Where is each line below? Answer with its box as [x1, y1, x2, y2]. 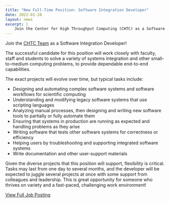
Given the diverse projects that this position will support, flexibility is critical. [5, 160, 165, 166]
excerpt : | [5, 21, 29, 27]
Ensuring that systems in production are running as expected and [12, 118, 150, 124]
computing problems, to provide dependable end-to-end [30, 61, 149, 67]
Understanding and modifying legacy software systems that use [12, 97, 148, 103]
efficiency [12, 134, 34, 141]
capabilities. [5, 66, 31, 73]
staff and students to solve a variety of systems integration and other [5, 55, 150, 61]
